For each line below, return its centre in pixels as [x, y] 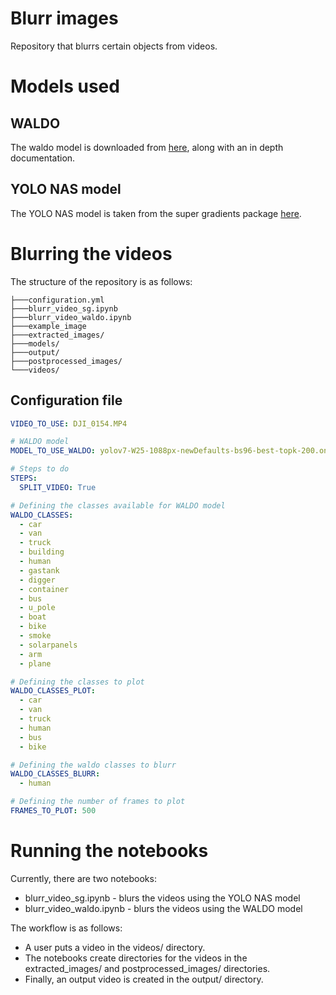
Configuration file [66, 400]
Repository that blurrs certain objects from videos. [114, 46]
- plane [35, 663]
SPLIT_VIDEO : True [58, 487]
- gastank [39, 570]
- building [42, 552]
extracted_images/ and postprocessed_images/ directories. [147, 968]
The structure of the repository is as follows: [101, 281]
